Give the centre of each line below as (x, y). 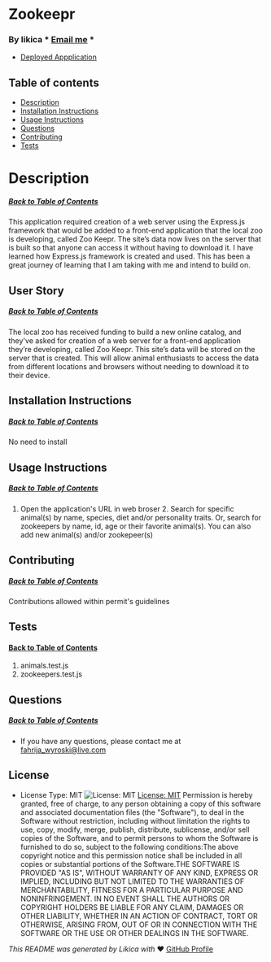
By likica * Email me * (52, 40)
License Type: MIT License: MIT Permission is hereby (136, 794)
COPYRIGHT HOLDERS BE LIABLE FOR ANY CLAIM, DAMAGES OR (132, 907)
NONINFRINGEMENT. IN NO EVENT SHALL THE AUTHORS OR (125, 899)
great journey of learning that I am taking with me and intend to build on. (129, 265)
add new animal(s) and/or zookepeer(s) (86, 534)
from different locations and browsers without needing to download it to (129, 366)
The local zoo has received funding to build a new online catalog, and (125, 332)
